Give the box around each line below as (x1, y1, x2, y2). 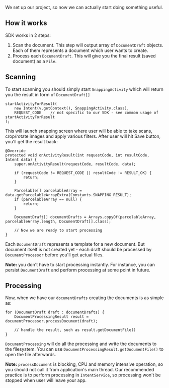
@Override (5, 148, 26, 153)
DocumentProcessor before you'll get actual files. (5, 252, 104, 258)
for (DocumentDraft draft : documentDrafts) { (5, 310, 105, 315)
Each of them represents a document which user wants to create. (12, 47, 148, 53)
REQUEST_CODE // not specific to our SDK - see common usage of (14, 110, 158, 115)
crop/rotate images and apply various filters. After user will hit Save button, (5, 133, 161, 139)
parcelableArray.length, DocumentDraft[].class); (5, 219, 112, 224)
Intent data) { (5, 157, 37, 162)
